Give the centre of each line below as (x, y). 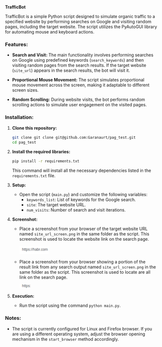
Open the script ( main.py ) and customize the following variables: (83, 195)
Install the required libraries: (41, 152)
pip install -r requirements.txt (46, 161)
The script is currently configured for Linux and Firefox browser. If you (82, 329)
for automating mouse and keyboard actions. (50, 32)
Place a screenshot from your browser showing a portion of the (82, 262)
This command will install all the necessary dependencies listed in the (81, 171)
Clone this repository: (34, 128)
